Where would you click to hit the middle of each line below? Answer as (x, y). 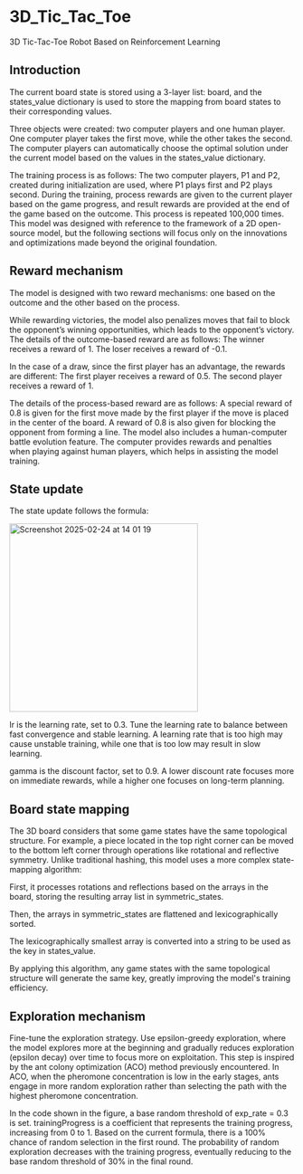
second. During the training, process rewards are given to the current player (151, 194)
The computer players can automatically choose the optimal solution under (149, 148)
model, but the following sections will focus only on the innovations (162, 233)
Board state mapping (69, 809)
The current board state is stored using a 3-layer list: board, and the (136, 91)
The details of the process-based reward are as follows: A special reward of (151, 403)
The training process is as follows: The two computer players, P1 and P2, (145, 175)
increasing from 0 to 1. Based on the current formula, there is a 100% (138, 1132)
